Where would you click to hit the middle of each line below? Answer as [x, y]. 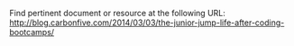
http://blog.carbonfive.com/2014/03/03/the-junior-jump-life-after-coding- [147, 23]
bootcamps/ [32, 32]
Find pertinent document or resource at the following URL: [117, 13]
